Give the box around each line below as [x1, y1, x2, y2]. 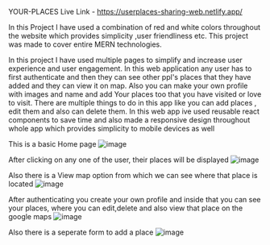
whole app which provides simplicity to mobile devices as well [8, 124, 215, 133]
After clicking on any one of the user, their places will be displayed [8, 155, 230, 164]
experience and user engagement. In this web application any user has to [8, 64, 252, 73]
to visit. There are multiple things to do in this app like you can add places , [8, 98, 257, 107]
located [8, 179, 34, 189]
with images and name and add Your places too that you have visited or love [8, 89, 262, 99]
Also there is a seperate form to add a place [8, 227, 154, 237]
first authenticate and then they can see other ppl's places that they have [8, 73, 251, 81]
